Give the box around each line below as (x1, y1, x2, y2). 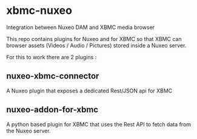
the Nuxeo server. (6, 127, 51, 134)
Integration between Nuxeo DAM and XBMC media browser (6, 24, 155, 31)
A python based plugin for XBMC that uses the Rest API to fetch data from (6, 120, 192, 128)
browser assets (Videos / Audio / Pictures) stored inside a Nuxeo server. (6, 42, 187, 49)
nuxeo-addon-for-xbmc (6, 105, 99, 115)
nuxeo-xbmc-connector (6, 71, 99, 82)
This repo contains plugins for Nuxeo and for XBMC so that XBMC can (6, 35, 182, 42)
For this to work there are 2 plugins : (6, 53, 97, 60)
